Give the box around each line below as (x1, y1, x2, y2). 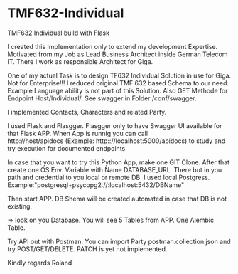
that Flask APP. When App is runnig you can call (7, 129, 148, 137)
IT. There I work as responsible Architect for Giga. (7, 57, 153, 65)
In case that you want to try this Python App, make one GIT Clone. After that (7, 158, 229, 167)
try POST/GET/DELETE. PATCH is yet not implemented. (7, 244, 168, 253)
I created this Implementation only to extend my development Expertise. (7, 42, 218, 51)
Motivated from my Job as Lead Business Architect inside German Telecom (7, 50, 228, 58)
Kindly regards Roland (7, 258, 72, 267)
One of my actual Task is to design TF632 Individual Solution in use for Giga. (7, 71, 232, 80)
